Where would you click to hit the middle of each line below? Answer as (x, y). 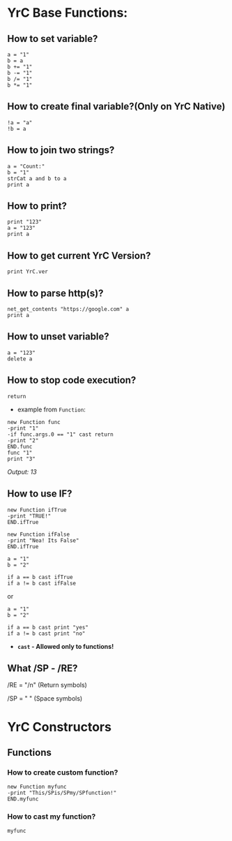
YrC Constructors (59, 727)
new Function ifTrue (37, 510)
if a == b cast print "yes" (48, 627)
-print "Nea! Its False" (43, 540)
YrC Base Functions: (68, 13)
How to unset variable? (58, 337)
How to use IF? (40, 494)
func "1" (20, 453)
